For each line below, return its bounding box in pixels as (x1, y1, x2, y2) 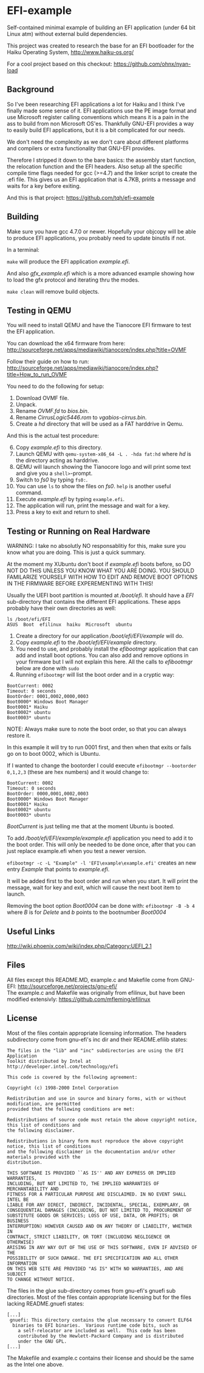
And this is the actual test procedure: (7, 432, 100, 440)
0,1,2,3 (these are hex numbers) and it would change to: (7, 769, 149, 776)
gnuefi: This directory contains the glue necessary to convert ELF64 (9, 1317, 192, 1323)
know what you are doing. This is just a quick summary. (7, 548, 146, 556)
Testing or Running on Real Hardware (7, 526, 151, 536)
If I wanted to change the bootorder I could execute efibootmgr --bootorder (7, 762, 197, 769)
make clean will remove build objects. (7, 288, 100, 295)
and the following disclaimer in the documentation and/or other (7, 1149, 175, 1155)
